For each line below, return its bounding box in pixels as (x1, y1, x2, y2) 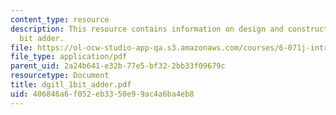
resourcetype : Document (10, 71, 110, 81)
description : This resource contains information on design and (10, 24, 284, 34)
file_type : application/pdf (10, 52, 128, 62)
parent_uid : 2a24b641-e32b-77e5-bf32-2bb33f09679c (10, 61, 226, 71)
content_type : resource (10, 14, 110, 25)
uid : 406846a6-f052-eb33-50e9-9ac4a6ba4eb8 (10, 89, 195, 99)
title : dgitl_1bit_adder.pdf (10, 80, 132, 90)
